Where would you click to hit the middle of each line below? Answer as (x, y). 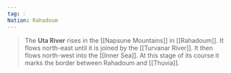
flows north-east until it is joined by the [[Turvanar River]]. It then (119, 48)
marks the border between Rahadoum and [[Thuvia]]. (102, 62)
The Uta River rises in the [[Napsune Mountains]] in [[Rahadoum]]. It (124, 40)
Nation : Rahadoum (33, 20)
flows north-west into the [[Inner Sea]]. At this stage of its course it (122, 55)
